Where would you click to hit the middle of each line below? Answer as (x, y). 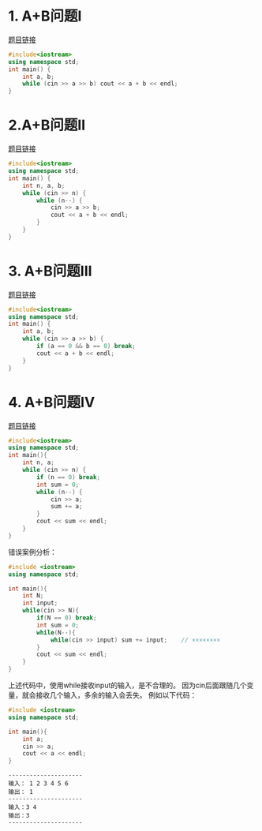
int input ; (40, 603)
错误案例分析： (32, 552)
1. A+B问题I (45, 16)
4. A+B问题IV (52, 402)
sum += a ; (66, 507)
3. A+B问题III (50, 271)
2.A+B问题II (47, 125)
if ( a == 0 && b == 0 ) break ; (86, 346)
